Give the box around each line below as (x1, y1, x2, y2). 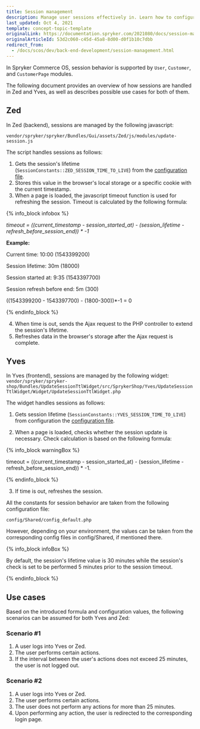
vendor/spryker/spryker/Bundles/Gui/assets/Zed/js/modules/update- (6, 132, 177, 139)
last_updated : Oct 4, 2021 (6, 20, 73, 26)
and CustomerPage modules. (6, 70, 73, 78)
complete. (14, 339, 40, 346)
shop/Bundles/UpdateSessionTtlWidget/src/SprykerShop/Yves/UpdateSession (6, 384, 193, 390)
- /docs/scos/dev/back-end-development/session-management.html (11, 48, 174, 54)
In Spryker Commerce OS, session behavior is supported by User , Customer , (6, 64, 192, 71)
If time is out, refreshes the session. (14, 487, 103, 495)
